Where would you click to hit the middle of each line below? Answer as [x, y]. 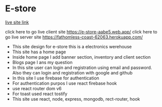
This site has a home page [39, 52]
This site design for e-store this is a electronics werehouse [72, 46]
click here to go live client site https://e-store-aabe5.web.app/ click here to [81, 32]
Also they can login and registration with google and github [72, 72]
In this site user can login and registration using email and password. [82, 68]
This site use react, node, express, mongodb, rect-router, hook [76, 99]
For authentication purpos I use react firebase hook [64, 83]
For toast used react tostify [40, 94]
